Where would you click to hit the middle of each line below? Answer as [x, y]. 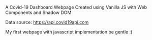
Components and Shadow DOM [38, 12]
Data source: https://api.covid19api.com [47, 22]
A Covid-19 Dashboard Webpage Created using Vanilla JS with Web [76, 7]
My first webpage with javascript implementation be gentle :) [69, 32]
